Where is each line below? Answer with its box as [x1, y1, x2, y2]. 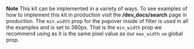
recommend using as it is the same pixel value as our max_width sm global [6, 30, 183, 37]
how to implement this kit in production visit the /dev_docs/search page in [6, 11, 188, 18]
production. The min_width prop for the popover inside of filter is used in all [6, 18, 189, 24]
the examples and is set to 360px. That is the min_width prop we [6, 24, 162, 31]
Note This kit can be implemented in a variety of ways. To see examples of [6, 5, 188, 12]
